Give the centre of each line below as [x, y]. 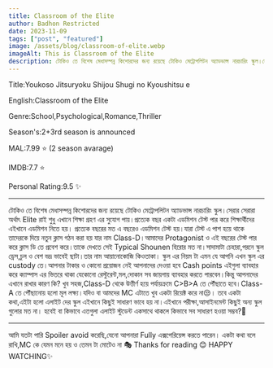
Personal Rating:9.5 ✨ [45, 186]
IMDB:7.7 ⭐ [27, 167]
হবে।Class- [245, 283]
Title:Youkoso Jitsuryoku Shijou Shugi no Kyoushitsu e [100, 84]
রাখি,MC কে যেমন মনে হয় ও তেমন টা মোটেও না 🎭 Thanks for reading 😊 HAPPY [121, 344]
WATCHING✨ [30, 356]
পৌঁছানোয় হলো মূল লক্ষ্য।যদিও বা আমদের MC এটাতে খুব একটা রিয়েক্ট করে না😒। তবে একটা [132, 292]
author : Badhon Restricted [54, 24]
